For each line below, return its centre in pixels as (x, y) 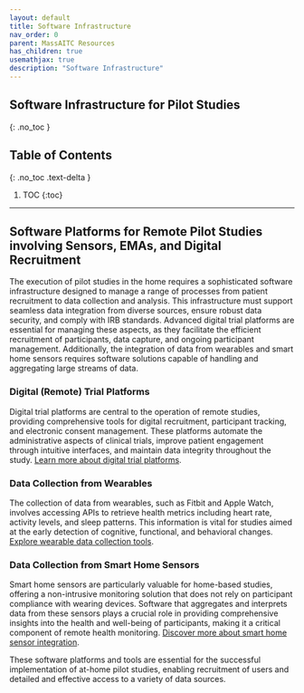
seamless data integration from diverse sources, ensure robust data (136, 311)
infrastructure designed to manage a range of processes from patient (139, 292)
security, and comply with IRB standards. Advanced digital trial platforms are (152, 320)
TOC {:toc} (43, 195)
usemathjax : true (42, 60)
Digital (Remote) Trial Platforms (80, 392)
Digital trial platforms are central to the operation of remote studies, (135, 411)
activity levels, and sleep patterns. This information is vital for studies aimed (151, 522)
